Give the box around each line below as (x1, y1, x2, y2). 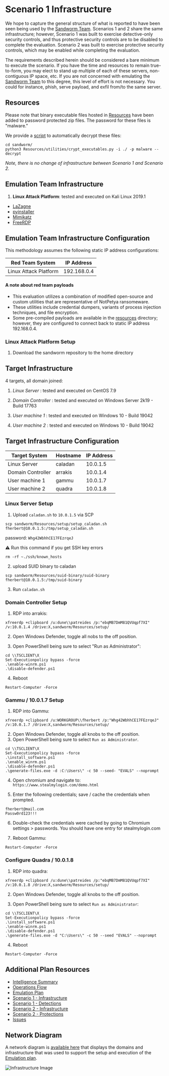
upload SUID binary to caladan (12, 563, 77, 569)
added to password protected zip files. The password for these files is (5, 117, 151, 123)
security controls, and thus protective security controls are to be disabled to (5, 36, 163, 42)
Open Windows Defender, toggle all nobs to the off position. (12, 634, 137, 640)
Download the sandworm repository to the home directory (12, 349, 134, 355)
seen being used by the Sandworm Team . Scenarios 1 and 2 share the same (5, 25, 163, 31)
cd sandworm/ (5, 142, 33, 147)
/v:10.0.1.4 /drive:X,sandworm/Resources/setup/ (5, 624, 109, 630)
